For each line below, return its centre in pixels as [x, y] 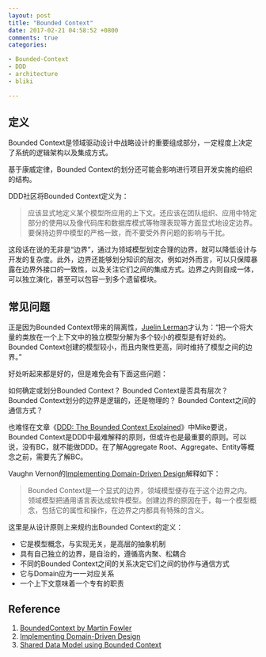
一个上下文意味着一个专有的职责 [72, 583]
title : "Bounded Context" [51, 23]
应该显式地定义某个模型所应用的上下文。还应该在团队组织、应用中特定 [142, 213]
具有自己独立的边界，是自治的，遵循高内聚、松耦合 [103, 554]
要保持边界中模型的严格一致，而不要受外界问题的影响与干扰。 [128, 233]
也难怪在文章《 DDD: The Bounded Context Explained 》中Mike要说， [120, 427]
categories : [28, 45]
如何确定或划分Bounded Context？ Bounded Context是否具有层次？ [118, 391]
